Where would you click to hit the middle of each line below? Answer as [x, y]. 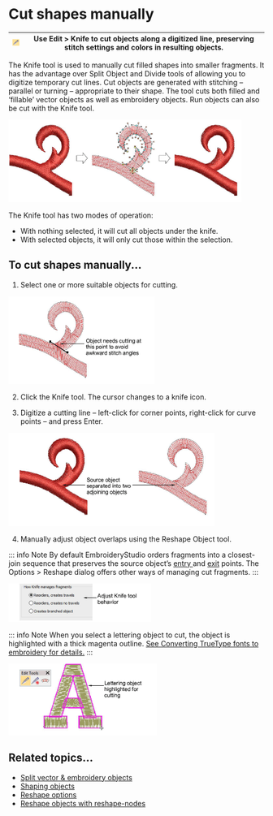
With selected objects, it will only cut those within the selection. [126, 240]
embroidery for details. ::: [51, 652]
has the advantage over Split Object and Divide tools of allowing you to [127, 73]
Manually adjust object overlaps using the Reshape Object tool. [126, 539]
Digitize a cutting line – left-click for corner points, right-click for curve [138, 412]
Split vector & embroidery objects [76, 777]
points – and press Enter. [61, 421]
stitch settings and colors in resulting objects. [144, 47]
